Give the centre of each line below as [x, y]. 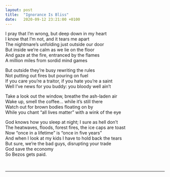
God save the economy [30, 149]
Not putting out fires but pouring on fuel [47, 76]
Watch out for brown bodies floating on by [49, 107]
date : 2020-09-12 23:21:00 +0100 [43, 19]
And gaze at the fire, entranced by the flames [52, 55]
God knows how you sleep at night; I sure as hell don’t [61, 122]
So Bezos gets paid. [26, 154]
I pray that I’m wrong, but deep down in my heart [56, 34]
